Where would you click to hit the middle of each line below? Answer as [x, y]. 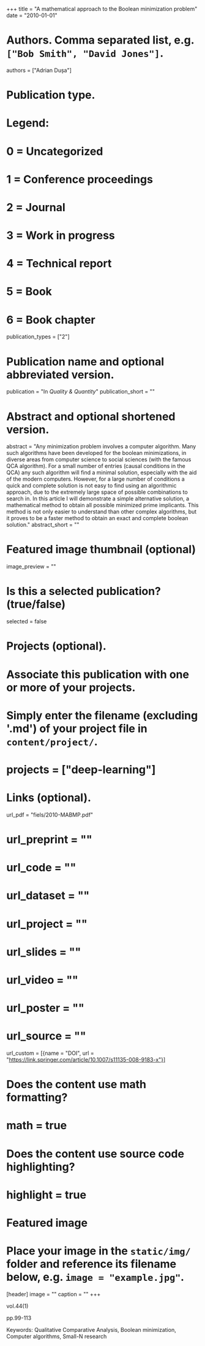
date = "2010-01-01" [32, 15]
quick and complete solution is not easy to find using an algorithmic [91, 486]
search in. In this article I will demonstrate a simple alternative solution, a [98, 499]
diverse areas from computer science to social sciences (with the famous [99, 459]
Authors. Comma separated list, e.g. [100, 40]
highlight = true [47, 1195]
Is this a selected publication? [84, 591]
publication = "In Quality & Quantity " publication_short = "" [80, 392]
